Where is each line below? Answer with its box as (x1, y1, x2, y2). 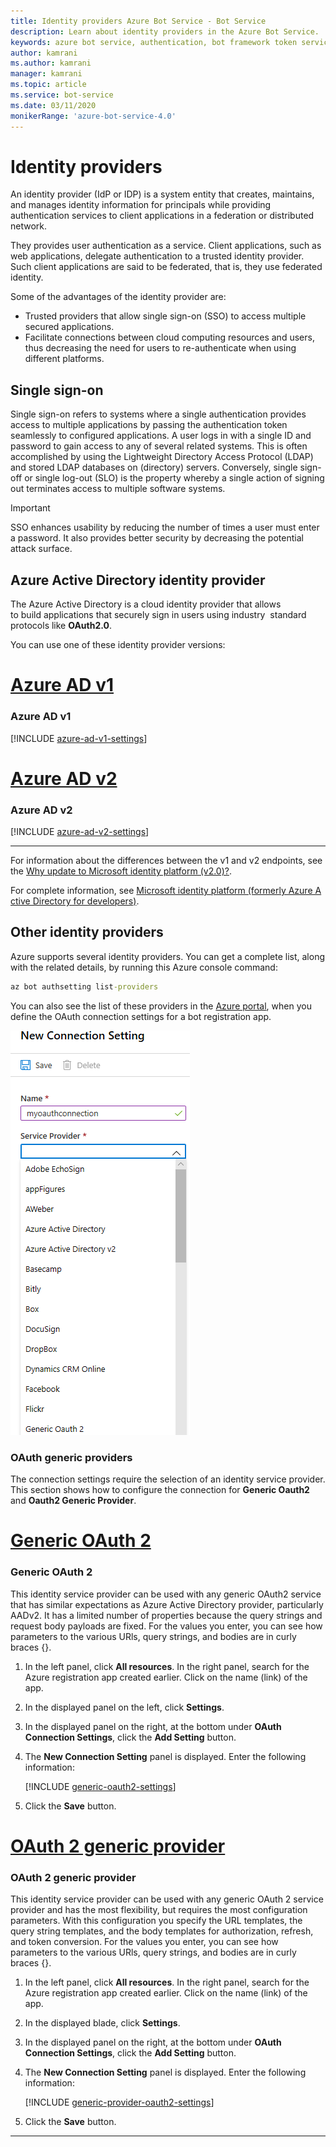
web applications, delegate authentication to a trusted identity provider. (10, 250, 305, 262)
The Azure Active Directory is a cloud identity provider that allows (10, 598, 282, 610)
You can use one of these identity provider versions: (10, 639, 226, 651)
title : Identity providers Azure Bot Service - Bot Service (10, 16, 267, 26)
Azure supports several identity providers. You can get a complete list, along (10, 950, 326, 962)
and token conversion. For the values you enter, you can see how (10, 1935, 279, 1947)
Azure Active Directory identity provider (10, 571, 266, 589)
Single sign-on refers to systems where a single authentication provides (10, 408, 307, 420)
